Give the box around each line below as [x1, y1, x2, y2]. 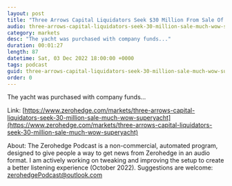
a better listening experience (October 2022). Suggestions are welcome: [7, 163, 213, 172]
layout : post [7, 10, 45, 17]
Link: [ [7, 106, 26, 114]
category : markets [7, 29, 60, 37]
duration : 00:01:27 [7, 42, 64, 49]
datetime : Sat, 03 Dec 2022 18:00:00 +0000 [7, 55, 135, 62]
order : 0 [7, 74, 32, 81]
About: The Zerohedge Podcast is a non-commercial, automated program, [7, 142, 218, 150]
